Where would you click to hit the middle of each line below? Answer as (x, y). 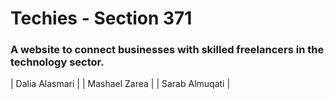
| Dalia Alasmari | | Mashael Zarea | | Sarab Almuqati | (120, 84)
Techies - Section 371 (101, 18)
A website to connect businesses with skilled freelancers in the (167, 50)
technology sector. (57, 62)
